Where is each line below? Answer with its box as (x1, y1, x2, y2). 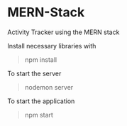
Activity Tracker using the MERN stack (7, 28, 120, 36)
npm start (24, 110, 53, 119)
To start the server (7, 69, 62, 78)
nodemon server (24, 83, 74, 91)
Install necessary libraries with (7, 41, 96, 50)
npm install (24, 55, 57, 64)
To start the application (7, 97, 75, 105)
